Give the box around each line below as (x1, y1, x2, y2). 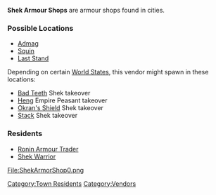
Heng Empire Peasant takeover (17, 96, 108, 105)
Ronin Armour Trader (17, 144, 79, 153)
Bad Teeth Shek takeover (17, 89, 91, 97)
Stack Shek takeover (17, 112, 78, 120)
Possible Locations (7, 23, 74, 33)
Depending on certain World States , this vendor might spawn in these (7, 68, 209, 76)
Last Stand (17, 54, 49, 62)
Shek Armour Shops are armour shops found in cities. (7, 6, 165, 14)
